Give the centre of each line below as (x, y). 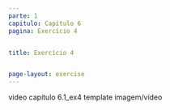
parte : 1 (23, 16)
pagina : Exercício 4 (43, 31)
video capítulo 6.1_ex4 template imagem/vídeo (85, 97)
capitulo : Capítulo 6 (45, 23)
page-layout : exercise (47, 74)
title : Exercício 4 (41, 53)
